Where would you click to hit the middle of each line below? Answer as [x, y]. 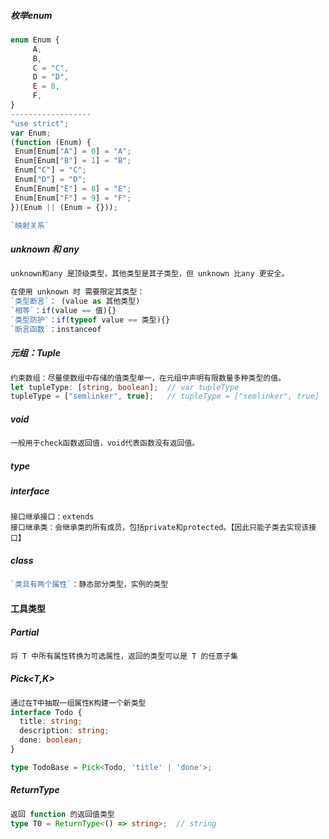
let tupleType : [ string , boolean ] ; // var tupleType [125, 387]
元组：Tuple [35, 353]
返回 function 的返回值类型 [62, 814]
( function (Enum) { [51, 142]
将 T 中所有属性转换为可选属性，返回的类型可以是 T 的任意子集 [124, 656]
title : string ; [51, 721]
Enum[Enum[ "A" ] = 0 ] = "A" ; [73, 151]
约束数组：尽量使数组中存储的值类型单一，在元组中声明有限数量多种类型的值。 [148, 378]
